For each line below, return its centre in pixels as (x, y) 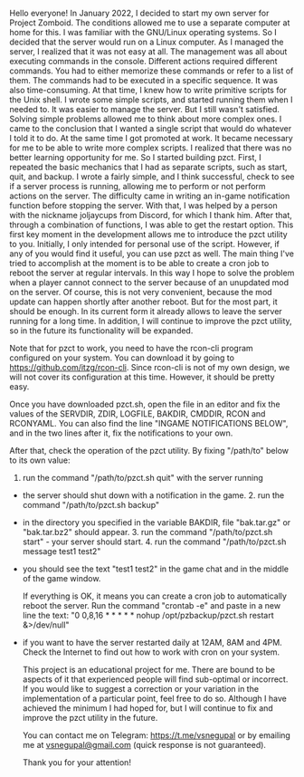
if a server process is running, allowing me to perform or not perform (138, 186)
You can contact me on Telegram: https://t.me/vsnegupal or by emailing (157, 735)
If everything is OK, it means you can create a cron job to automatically (155, 596)
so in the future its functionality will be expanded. (101, 331)
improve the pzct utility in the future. (90, 718)
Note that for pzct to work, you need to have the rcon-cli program (131, 348)
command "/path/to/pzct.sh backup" (91, 505)
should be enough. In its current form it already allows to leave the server (146, 311)
